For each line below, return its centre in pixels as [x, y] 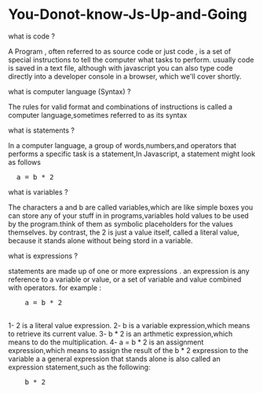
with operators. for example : [55, 287]
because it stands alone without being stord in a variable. [100, 240]
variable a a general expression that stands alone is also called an [115, 358]
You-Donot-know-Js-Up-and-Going [128, 15]
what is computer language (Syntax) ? [69, 91]
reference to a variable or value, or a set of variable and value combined [125, 279]
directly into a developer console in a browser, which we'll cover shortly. [125, 76]
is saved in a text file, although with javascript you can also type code [121, 67]
